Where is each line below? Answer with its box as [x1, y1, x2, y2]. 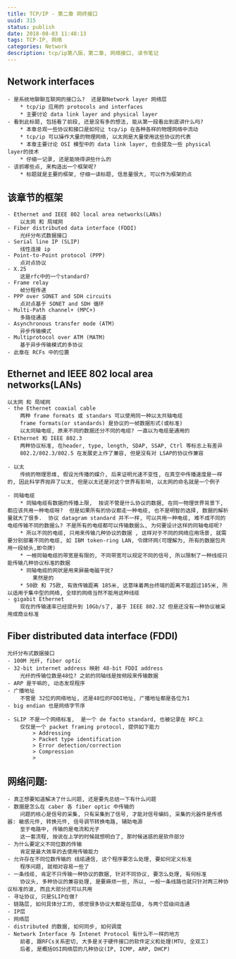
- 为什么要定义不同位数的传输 [7, 841, 82, 848]
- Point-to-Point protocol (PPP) [7, 252, 106, 259]
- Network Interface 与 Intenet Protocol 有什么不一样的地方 [7, 930, 180, 938]
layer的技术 [7, 148, 39, 155]
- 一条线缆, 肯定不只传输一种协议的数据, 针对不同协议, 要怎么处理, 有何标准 [7, 870, 207, 878]
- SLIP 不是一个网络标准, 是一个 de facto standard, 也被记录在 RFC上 [7, 716, 204, 723]
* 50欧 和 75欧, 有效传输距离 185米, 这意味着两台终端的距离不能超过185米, [20, 582, 220, 590]
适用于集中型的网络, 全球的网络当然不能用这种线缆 [12, 590, 139, 597]
